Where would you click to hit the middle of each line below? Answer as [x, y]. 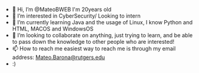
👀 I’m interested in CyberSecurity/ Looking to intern [76, 16]
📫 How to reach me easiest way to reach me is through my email [94, 48]
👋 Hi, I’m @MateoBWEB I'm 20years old [61, 9]
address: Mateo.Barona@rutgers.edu [58, 57]
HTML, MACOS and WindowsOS [53, 29]
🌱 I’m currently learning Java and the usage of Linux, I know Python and [102, 22]
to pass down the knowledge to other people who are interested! [93, 42]
